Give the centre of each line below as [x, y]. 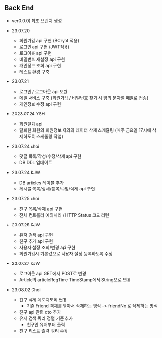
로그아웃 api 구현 [35, 53]
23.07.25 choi [25, 198]
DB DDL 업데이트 [36, 162]
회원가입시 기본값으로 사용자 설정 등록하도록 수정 [66, 253]
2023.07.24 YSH [28, 113]
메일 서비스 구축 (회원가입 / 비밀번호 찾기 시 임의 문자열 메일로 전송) [84, 98]
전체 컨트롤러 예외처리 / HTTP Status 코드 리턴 [64, 215]
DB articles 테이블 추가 [41, 183]
